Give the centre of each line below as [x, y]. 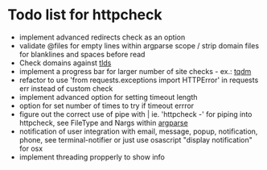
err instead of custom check [66, 88]
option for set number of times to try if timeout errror [107, 106]
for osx [31, 148]
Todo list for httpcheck [85, 15]
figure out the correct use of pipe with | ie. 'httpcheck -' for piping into [136, 114]
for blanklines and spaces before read [82, 54]
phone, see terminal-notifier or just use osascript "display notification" [136, 139]
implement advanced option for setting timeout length [108, 97]
